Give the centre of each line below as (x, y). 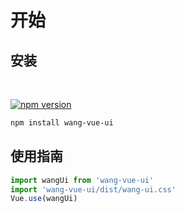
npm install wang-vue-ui (62, 123)
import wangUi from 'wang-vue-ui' (82, 180)
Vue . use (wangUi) (44, 199)
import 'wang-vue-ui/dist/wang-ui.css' (93, 189)
